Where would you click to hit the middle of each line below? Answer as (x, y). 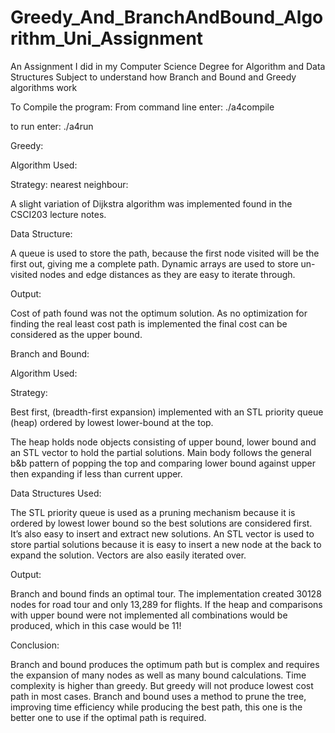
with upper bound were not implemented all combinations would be (149, 615)
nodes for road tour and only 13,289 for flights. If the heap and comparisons (166, 604)
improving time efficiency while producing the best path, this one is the (156, 707)
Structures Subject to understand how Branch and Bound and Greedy (153, 77)
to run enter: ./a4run (52, 126)
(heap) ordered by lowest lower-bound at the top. (112, 422)
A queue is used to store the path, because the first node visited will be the (165, 253)
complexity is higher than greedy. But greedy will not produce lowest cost (162, 685)
